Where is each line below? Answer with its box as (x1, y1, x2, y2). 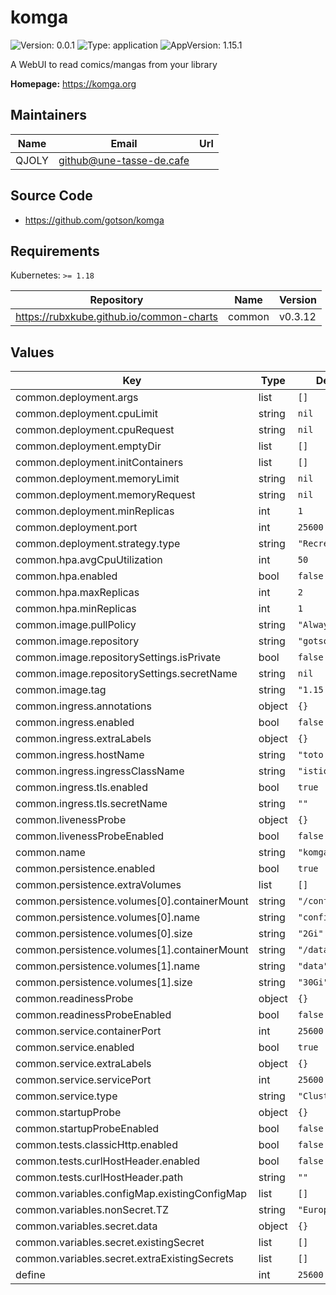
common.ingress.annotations (15, 699, 152, 713)
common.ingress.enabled (15, 716, 135, 730)
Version (278, 293, 317, 307)
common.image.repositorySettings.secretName (15, 667, 238, 681)
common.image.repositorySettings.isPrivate (15, 651, 221, 665)
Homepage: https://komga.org (10, 77, 137, 90)
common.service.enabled (15, 1041, 135, 1055)
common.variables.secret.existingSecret (15, 1236, 205, 1250)
